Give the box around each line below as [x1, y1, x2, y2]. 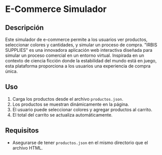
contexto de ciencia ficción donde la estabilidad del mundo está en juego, [5, 58, 157, 63]
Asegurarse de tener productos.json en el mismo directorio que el [12, 140, 148, 146]
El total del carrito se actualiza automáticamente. [12, 112, 113, 118]
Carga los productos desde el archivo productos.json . [12, 96, 124, 102]
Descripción [5, 23, 44, 32]
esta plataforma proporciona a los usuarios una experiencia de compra [5, 63, 151, 69]
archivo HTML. [12, 145, 43, 151]
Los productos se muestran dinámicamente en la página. [12, 101, 130, 107]
